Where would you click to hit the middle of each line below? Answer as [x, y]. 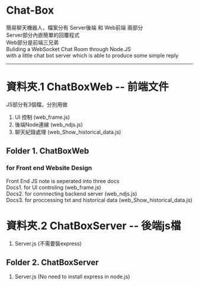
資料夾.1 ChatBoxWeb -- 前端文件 [88, 87]
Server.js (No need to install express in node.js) [72, 276]
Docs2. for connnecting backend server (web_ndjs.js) [72, 193]
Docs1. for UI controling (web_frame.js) [54, 187]
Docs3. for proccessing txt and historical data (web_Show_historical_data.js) [99, 200]
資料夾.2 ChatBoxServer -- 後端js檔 [94, 226]
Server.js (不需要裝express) [48, 243]
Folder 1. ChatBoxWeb [48, 151]
